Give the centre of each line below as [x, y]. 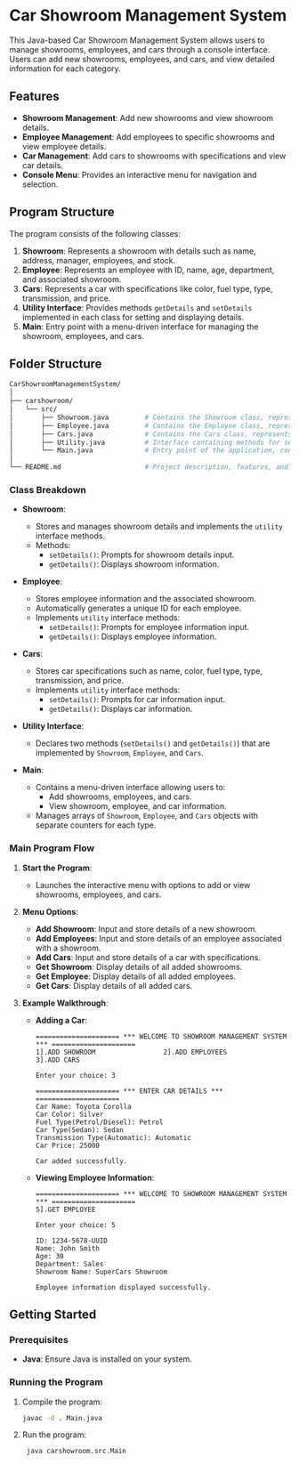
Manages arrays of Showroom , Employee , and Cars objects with [147, 816]
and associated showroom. [72, 279]
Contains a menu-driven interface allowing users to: [130, 788]
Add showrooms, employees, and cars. [120, 797]
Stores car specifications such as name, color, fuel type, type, [149, 671]
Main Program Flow [52, 848]
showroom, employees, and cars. [83, 336]
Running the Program [57, 1382]
